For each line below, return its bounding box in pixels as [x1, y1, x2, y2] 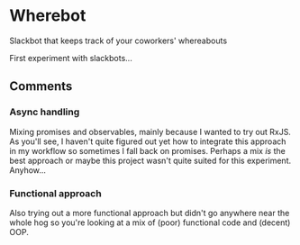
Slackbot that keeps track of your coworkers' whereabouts [9, 35, 228, 46]
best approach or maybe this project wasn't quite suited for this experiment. [9, 155, 292, 166]
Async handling [9, 105, 80, 118]
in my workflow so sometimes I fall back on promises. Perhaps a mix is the [9, 145, 286, 156]
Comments [9, 78, 73, 95]
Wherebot [9, 5, 86, 26]
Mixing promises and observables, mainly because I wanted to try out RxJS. [9, 126, 291, 137]
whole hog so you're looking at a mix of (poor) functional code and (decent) [9, 217, 291, 228]
